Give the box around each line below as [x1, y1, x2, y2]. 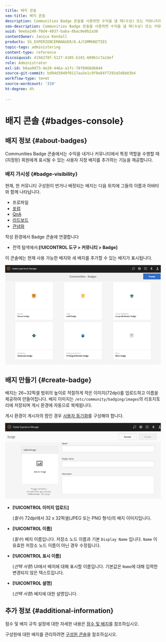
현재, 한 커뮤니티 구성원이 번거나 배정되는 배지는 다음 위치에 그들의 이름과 [5, 183, 146, 189]
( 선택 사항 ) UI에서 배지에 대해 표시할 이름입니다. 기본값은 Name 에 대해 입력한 [12, 563, 158, 569]
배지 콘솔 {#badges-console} [5, 115, 124, 127]
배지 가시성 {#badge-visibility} [5, 170, 78, 177]
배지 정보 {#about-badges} [5, 136, 87, 145]
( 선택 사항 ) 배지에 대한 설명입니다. [12, 590, 78, 596]
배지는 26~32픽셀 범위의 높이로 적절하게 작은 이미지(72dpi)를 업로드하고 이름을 [5, 390, 159, 396]
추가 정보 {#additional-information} [5, 607, 114, 615]
